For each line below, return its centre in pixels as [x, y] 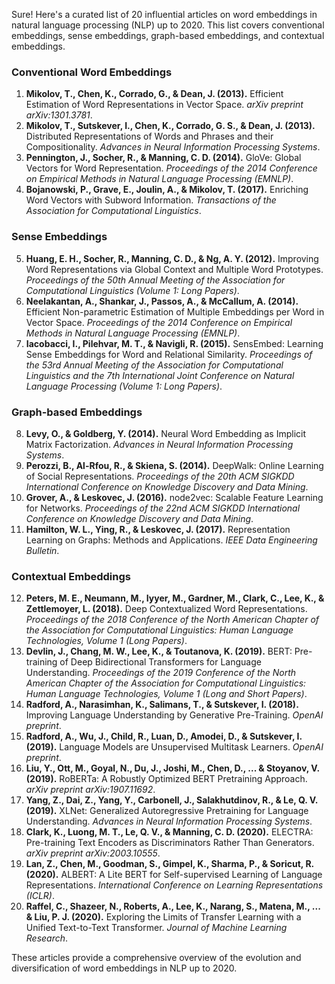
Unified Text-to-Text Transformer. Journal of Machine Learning [156, 928]
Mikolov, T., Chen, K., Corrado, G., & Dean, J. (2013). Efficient [154, 94]
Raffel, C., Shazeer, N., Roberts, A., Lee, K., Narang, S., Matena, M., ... [173, 906]
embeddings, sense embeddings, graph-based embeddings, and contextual [168, 35]
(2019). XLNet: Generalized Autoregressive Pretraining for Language [167, 811]
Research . [47, 938]
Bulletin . [42, 550]
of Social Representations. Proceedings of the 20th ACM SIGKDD [160, 476]
